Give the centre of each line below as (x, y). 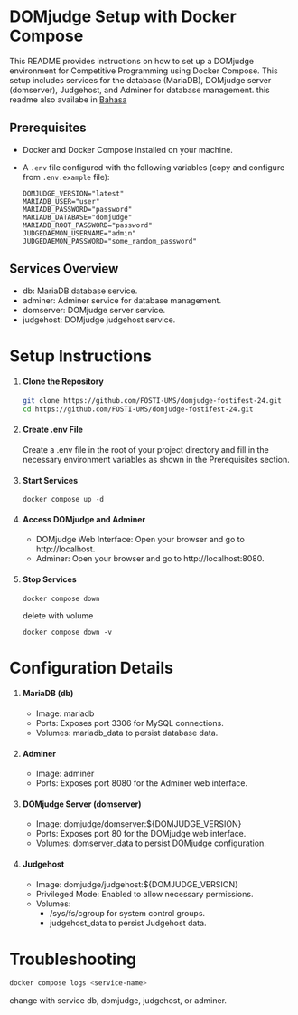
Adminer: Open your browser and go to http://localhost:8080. (150, 559)
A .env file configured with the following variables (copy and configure (154, 167)
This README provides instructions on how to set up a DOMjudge (132, 61)
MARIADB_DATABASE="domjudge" (77, 217)
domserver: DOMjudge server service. (93, 310)
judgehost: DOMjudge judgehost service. (99, 320)
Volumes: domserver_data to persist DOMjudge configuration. (151, 843)
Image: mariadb (65, 713)
